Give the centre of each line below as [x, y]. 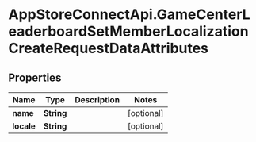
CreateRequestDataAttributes [108, 48]
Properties [35, 77]
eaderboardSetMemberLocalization [128, 31]
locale [24, 126]
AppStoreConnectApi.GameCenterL [130, 15]
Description [97, 100]
